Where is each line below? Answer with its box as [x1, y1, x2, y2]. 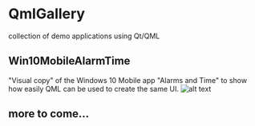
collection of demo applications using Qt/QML [8, 31, 160, 41]
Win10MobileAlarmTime [8, 54, 131, 68]
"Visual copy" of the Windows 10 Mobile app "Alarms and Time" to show [8, 75, 247, 85]
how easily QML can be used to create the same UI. [8, 84, 179, 93]
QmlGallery [8, 5, 86, 23]
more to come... [8, 107, 90, 120]
